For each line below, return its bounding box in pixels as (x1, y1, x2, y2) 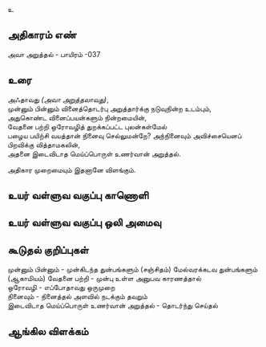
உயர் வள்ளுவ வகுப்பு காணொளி (7, 189, 149, 202)
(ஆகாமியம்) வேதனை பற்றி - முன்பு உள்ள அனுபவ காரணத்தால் (7, 274, 202, 284)
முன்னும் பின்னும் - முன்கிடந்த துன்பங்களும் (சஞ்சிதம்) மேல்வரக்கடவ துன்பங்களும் (7, 264, 258, 274)
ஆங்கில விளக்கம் (7, 325, 89, 338)
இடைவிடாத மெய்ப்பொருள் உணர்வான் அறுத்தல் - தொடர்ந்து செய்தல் (7, 300, 218, 310)
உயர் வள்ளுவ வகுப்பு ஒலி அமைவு (7, 216, 162, 230)
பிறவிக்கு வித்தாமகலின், (7, 140, 81, 149)
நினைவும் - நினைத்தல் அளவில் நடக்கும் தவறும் (7, 292, 148, 301)
